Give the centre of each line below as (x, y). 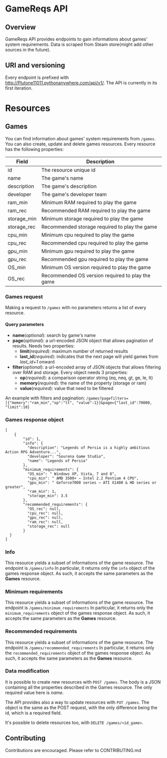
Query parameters (25, 324)
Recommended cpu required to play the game (95, 243)
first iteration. (19, 88)
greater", (15, 487)
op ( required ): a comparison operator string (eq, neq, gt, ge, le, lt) (86, 378)
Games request (24, 297)
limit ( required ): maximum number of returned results (74, 351)
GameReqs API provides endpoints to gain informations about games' (76, 39)
